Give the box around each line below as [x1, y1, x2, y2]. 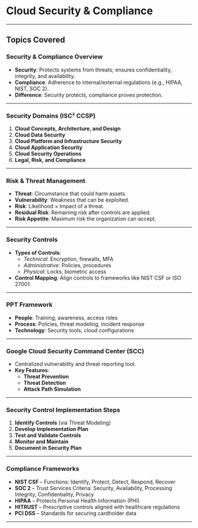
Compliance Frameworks [6, 465, 80, 473]
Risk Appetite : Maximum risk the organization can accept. [14, 215, 156, 222]
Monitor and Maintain [14, 438, 69, 445]
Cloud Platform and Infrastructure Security [14, 137, 123, 144]
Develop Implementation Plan [14, 426, 89, 433]
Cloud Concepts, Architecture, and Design [14, 125, 121, 132]
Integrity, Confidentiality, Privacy [14, 491, 94, 498]
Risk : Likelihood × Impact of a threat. [14, 203, 105, 210]
